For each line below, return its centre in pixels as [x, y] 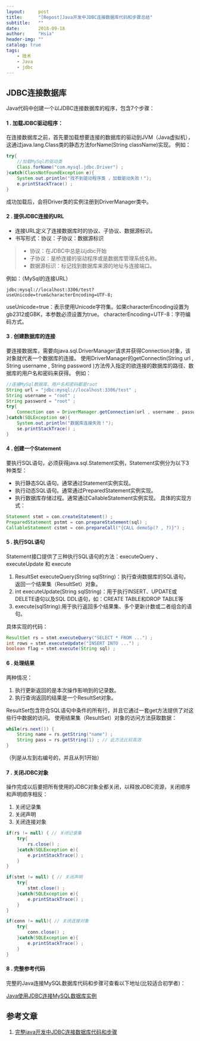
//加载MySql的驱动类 [40, 162]
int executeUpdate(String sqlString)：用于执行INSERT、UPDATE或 [96, 591]
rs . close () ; [44, 844]
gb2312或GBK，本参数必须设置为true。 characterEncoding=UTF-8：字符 [96, 314]
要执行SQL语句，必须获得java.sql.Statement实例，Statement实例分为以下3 [98, 463]
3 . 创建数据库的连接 [31, 336]
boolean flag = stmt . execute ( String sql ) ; [61, 649]
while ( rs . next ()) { [30, 729]
